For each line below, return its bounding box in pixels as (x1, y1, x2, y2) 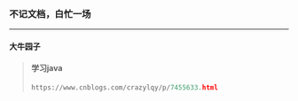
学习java (30, 63, 63, 74)
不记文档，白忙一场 (9, 7, 91, 19)
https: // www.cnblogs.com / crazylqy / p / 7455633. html (30, 83, 219, 92)
